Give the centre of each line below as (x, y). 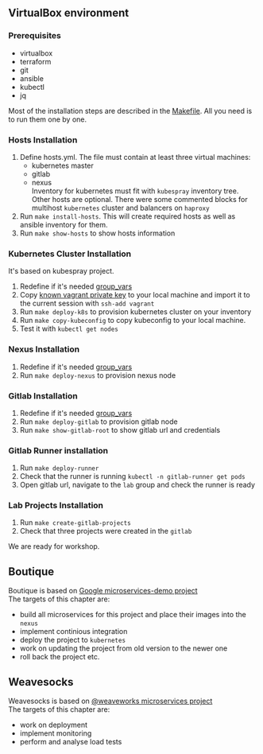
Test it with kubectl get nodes (69, 328)
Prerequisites (35, 36)
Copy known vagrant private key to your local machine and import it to (135, 295)
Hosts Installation (43, 140)
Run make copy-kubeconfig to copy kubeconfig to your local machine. (133, 321)
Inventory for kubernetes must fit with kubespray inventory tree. (135, 191)
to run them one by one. (48, 119)
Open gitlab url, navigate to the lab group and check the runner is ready (137, 485)
